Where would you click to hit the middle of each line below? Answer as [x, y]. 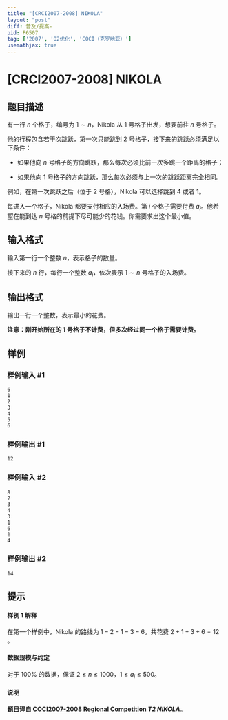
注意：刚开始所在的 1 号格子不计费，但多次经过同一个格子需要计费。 [103, 330]
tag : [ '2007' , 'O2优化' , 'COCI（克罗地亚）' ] [70, 39]
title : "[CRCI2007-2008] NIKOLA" [55, 13]
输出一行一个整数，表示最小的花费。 [59, 315]
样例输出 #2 [27, 559]
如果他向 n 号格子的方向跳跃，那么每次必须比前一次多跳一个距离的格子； [120, 162]
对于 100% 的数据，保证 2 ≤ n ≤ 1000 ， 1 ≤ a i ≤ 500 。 [84, 675]
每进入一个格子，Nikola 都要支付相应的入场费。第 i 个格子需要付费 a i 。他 [110, 207]
